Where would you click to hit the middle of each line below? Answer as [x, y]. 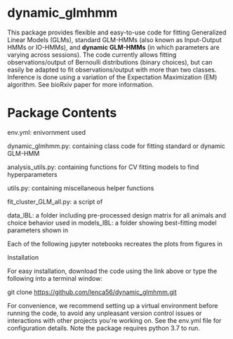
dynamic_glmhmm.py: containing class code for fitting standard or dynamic [116, 146]
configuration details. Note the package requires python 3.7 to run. [104, 328]
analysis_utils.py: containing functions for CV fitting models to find [103, 167]
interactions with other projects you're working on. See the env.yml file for [114, 320]
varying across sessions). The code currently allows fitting [92, 55]
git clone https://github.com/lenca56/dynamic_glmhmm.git [92, 292]
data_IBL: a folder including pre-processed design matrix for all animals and [117, 215]
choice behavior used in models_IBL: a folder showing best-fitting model [112, 222]
